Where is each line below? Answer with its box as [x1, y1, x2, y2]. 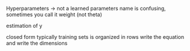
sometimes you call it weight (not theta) [6, 11, 102, 18]
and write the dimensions [6, 40, 68, 46]
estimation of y [6, 23, 42, 29]
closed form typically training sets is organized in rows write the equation [6, 34, 185, 40]
